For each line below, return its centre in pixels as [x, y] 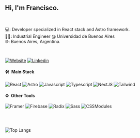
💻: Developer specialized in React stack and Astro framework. [67, 29]
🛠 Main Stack [20, 72]
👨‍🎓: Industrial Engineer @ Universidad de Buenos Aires [60, 36]
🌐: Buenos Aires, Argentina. [33, 41]
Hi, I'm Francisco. [32, 8]
